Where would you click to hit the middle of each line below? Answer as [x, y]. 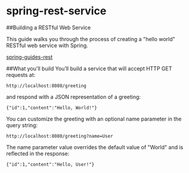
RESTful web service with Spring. [47, 45]
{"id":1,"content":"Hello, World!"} [52, 108]
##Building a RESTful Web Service [49, 27]
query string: [22, 125]
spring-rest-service [56, 11]
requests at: [21, 75]
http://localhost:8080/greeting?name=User [60, 136]
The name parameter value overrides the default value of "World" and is [95, 147]
